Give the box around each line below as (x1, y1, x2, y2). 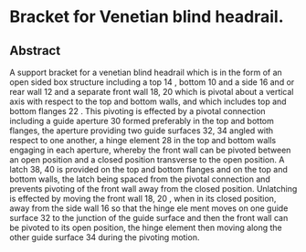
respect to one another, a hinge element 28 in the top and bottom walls (9, 135, 277, 145)
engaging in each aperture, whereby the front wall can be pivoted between (9, 144, 291, 155)
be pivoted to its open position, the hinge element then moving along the (9, 222, 283, 233)
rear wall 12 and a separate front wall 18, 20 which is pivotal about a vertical (9, 87, 294, 97)
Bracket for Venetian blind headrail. (9, 6, 284, 27)
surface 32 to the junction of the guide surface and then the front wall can (9, 213, 289, 223)
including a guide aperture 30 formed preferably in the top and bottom (9, 116, 274, 126)
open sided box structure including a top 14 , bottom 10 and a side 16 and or (9, 77, 295, 88)
